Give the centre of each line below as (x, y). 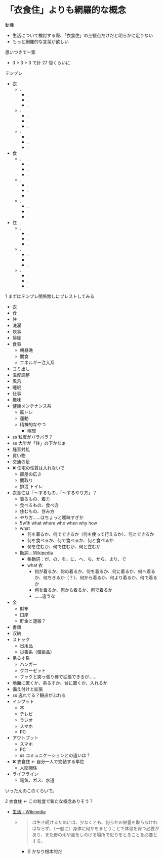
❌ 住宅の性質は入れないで (38, 468)
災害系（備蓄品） (37, 652)
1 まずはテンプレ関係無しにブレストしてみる (50, 296)
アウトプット (25, 738)
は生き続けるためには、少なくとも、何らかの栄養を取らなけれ (95, 822)
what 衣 (35, 565)
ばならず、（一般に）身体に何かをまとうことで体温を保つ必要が (96, 828)
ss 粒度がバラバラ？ (33, 437)
